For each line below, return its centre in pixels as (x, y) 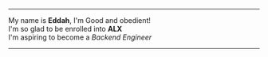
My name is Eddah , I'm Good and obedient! (80, 20)
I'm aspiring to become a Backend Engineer (80, 37)
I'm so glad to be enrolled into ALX (65, 29)
